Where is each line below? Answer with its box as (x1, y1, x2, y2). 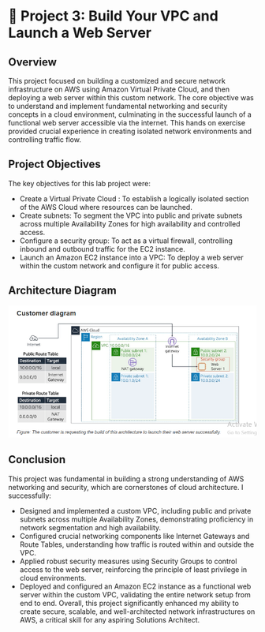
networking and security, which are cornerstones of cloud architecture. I (8, 482, 244, 492)
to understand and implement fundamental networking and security (8, 102, 228, 110)
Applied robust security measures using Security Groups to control (19, 556, 237, 566)
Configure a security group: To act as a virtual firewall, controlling (19, 236, 233, 245)
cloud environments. (19, 573, 87, 582)
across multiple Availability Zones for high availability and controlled (19, 219, 241, 228)
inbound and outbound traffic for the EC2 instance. (19, 244, 185, 253)
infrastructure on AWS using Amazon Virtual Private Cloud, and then (8, 84, 230, 94)
